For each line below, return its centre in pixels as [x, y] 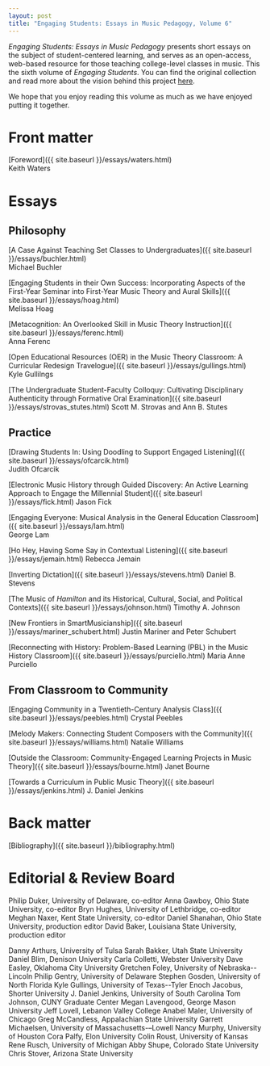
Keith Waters [29, 168]
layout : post [30, 16]
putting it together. [39, 105]
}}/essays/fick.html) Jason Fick [60, 502]
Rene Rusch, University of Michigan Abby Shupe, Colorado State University [134, 1045]
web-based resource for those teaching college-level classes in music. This [134, 63]
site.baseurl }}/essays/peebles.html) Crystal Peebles [96, 718]
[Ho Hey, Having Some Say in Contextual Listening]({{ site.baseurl [118, 551]
